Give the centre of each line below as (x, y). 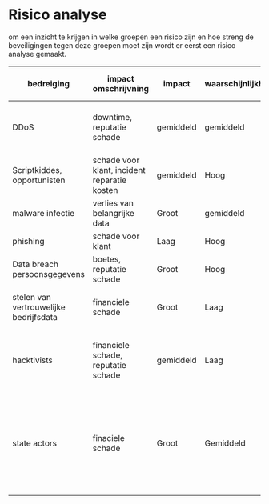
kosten (105, 190)
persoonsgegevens (49, 274)
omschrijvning (121, 88)
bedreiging (49, 83)
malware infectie (44, 213)
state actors (35, 443)
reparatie (110, 180)
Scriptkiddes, (37, 170)
